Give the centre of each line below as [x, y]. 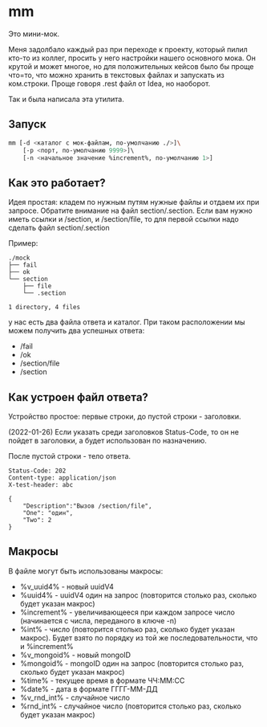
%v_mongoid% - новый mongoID [75, 655]
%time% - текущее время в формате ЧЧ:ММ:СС [102, 680]
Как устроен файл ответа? [78, 397]
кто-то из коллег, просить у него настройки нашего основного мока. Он [132, 58]
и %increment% [47, 646]
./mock [19, 258]
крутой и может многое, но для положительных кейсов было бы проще [131, 66]
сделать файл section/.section [59, 228]
